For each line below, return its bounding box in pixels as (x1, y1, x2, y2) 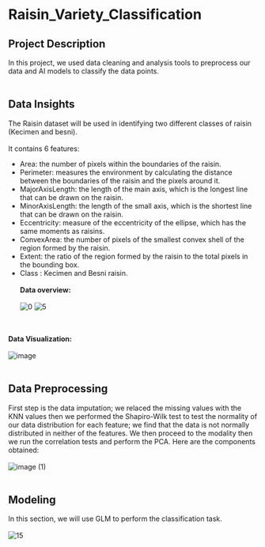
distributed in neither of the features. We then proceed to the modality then (8, 428, 253, 438)
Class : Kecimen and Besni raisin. (19, 268, 128, 277)
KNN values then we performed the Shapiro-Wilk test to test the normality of (8, 411, 258, 421)
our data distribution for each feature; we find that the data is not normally (8, 420, 250, 429)
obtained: (8, 445, 40, 455)
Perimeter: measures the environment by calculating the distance (19, 168, 233, 177)
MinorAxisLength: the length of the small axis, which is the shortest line (19, 201, 252, 210)
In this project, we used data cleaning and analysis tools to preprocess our (8, 58, 251, 67)
